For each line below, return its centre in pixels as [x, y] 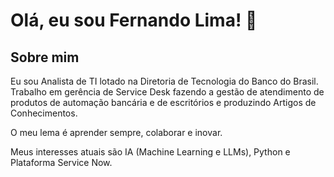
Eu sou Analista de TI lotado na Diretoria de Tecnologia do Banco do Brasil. [164, 81]
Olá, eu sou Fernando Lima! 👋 [134, 20]
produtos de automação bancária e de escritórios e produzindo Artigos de [163, 102]
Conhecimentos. [44, 113]
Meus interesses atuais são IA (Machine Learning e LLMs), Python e [150, 152]
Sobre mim [45, 57]
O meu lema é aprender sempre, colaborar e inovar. [116, 132]
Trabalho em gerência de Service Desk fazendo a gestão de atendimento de [167, 92]
